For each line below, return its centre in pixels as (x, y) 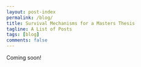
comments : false (27, 40)
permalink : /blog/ (30, 18)
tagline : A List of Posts (39, 29)
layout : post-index (31, 12)
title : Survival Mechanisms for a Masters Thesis (71, 23)
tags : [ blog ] (23, 35)
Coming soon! (24, 58)
